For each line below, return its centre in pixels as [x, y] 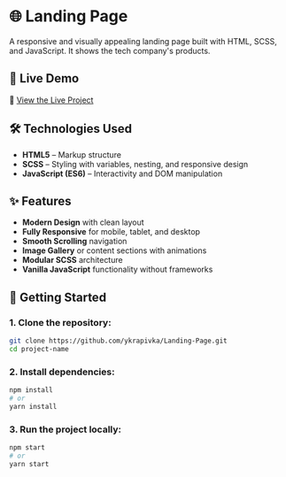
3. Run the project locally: [66, 429]
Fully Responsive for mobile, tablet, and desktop [111, 232]
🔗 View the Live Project [51, 100]
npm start [27, 448]
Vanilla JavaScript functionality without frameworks [117, 269]
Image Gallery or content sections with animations [114, 250]
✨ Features [40, 201]
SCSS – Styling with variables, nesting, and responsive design [135, 164]
